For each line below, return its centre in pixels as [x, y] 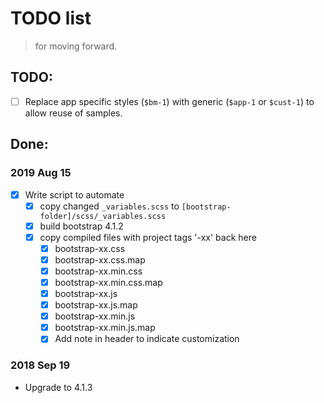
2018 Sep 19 [40, 365]
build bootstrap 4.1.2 [81, 226]
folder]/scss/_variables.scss [103, 216]
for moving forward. [76, 46]
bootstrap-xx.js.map [96, 305]
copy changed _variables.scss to [109, 206]
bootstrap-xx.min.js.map [105, 328]
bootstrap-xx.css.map [100, 259]
